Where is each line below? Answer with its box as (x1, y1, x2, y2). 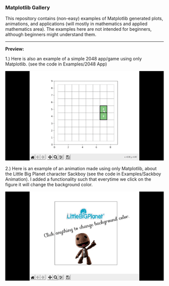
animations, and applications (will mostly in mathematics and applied (5, 21, 147, 27)
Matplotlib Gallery (5, 4, 50, 11)
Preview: (5, 46, 24, 52)
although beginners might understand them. (5, 32, 97, 38)
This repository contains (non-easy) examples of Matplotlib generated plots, (5, 16, 163, 22)
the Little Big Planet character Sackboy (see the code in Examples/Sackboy (5, 171, 161, 177)
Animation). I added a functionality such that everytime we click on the (5, 176, 151, 182)
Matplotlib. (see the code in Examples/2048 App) (5, 61, 107, 67)
